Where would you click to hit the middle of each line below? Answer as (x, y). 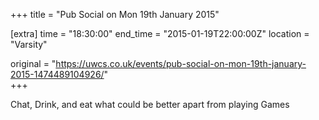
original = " (33, 63)
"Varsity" (29, 44)
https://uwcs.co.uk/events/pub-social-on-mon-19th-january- (181, 63)
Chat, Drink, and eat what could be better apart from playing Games (150, 104)
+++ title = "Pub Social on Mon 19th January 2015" (115, 14)
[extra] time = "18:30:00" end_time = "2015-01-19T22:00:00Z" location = (160, 33)
